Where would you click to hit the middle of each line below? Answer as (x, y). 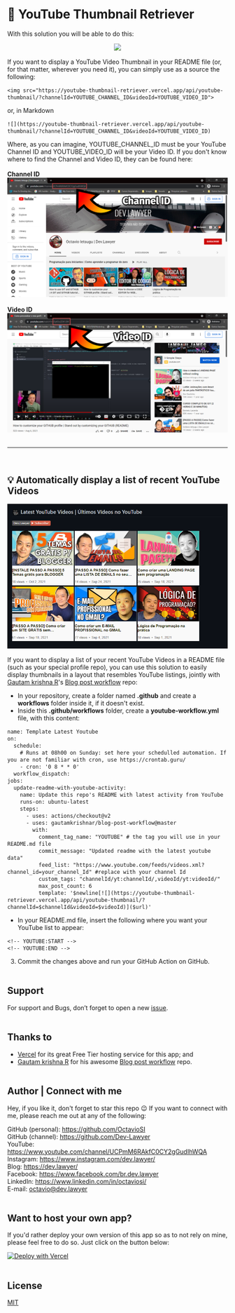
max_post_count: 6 (65, 887)
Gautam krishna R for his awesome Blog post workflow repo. (105, 1061)
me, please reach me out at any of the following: (77, 1115)
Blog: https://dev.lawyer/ (43, 1166)
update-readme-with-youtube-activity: (70, 788)
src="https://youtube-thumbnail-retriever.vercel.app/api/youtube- (123, 90)
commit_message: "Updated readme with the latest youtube (124, 851)
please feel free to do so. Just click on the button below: (88, 1243)
